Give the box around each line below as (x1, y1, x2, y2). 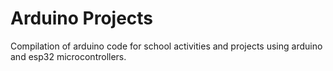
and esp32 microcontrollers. (10, 50, 127, 62)
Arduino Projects (10, 7, 154, 30)
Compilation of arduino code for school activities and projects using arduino (10, 40, 323, 52)
